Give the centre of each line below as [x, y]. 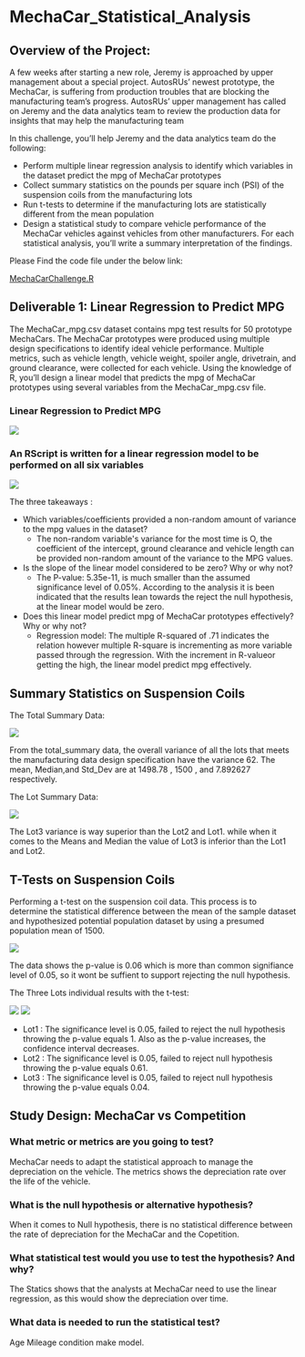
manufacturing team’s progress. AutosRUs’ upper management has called [148, 101]
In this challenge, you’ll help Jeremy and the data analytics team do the [143, 138]
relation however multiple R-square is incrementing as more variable [164, 645]
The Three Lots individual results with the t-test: [99, 993]
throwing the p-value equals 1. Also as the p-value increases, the [144, 1039]
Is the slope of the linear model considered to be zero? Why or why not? [158, 568]
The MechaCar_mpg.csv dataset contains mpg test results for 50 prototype [151, 329]
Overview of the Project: [80, 51]
